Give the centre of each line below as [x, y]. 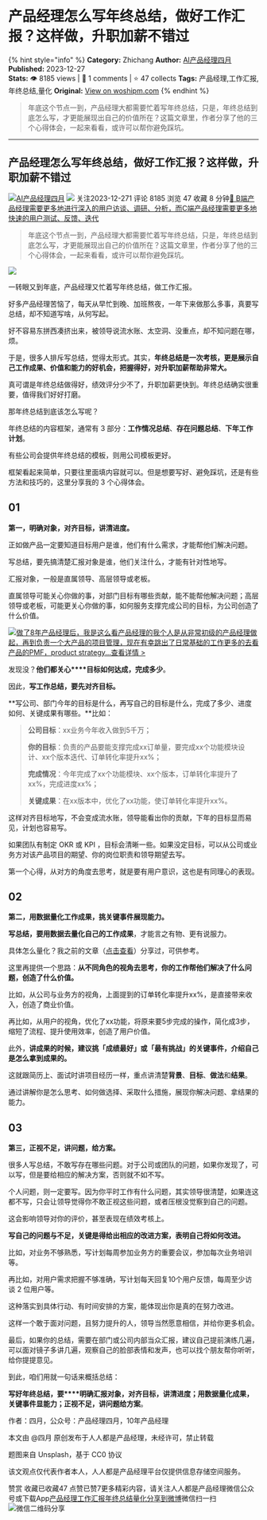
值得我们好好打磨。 [53, 394]
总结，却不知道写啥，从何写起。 [60, 313]
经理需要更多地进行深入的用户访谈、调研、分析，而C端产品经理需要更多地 [136, 208]
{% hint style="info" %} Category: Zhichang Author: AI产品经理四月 [120, 60]
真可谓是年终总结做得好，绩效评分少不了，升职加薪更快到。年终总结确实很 [130, 384]
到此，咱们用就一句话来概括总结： [64, 1377]
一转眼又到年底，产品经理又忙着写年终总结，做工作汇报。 [102, 287]
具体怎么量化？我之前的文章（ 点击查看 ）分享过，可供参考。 [106, 951]
